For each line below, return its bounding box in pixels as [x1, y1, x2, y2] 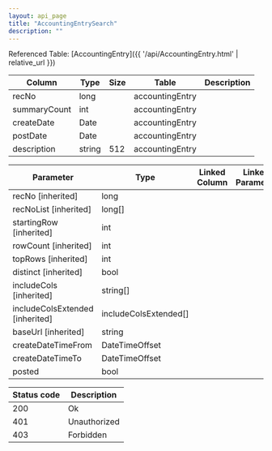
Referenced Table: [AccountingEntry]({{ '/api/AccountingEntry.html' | [8, 49, 239, 59]
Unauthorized [67, 416, 120, 427]
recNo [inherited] [12, 191, 79, 202]
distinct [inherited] [12, 267, 83, 278]
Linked [198, 167, 226, 178]
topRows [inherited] [12, 253, 88, 264]
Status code [12, 389, 61, 401]
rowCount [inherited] [12, 240, 92, 251]
